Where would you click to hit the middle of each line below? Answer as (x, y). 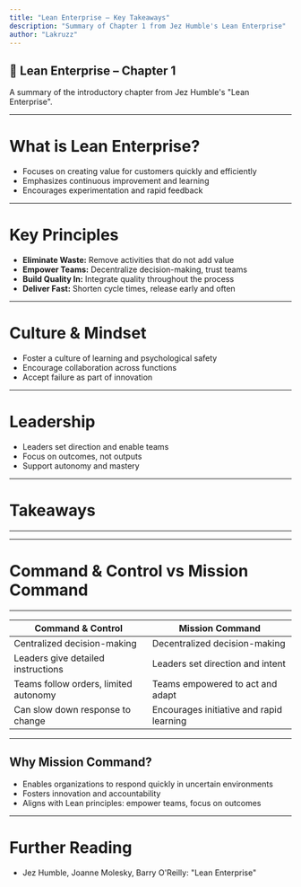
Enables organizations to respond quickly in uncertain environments (147, 784)
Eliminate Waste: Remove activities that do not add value (128, 260)
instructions (39, 669)
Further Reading (71, 847)
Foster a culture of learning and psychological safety (120, 358)
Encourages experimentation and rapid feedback (112, 190)
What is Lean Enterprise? (105, 147)
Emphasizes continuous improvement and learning (116, 181)
